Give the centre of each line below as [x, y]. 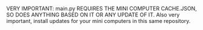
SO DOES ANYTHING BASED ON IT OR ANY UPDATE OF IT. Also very [93, 15]
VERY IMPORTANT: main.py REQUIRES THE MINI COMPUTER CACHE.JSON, [101, 9]
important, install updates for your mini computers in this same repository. [98, 21]
